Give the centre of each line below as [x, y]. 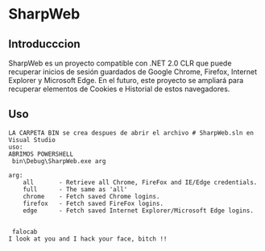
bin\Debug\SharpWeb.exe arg [59, 161]
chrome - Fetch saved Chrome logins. [91, 196]
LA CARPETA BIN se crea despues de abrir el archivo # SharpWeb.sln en [131, 133]
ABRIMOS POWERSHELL [41, 154]
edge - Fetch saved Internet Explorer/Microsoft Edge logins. [138, 211]
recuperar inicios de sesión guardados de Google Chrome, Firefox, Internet [133, 72]
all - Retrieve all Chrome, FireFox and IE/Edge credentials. [140, 182]
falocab [25, 232]
